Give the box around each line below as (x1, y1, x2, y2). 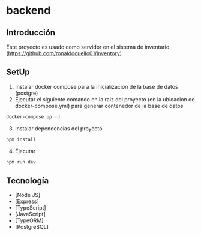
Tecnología (6, 175, 49, 186)
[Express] (14, 198, 39, 205)
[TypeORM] (14, 217, 44, 224)
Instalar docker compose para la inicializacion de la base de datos (14, 83, 178, 90)
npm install (6, 136, 36, 142)
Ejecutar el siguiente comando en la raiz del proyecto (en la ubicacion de (14, 95, 195, 103)
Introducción (6, 28, 56, 38)
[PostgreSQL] (14, 223, 49, 231)
